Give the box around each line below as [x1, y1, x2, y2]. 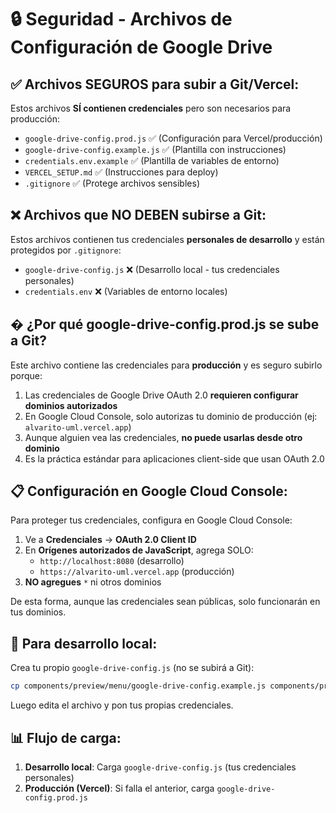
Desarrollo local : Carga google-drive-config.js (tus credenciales [24, 761, 297, 773]
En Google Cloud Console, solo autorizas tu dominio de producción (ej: [24, 410, 318, 422]
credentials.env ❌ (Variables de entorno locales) [24, 285, 228, 297]
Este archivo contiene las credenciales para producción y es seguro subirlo [10, 359, 323, 371]
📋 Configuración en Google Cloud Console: [10, 483, 288, 500]
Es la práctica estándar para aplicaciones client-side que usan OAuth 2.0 [24, 452, 325, 465]
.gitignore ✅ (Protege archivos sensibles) [24, 177, 200, 189]
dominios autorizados [24, 399, 118, 411]
